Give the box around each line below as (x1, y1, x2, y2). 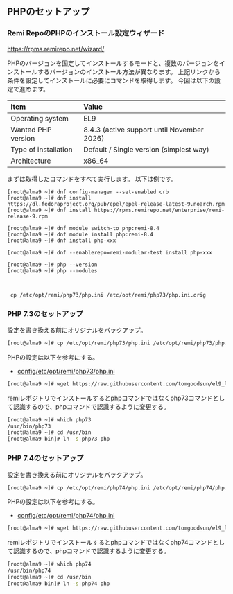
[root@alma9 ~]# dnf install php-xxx (7, 237, 116, 244)
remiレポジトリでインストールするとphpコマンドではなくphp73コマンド (7, 394, 213, 402)
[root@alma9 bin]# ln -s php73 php (7, 435, 110, 443)
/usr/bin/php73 (7, 423, 51, 430)
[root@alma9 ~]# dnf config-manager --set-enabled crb (7, 189, 169, 195)
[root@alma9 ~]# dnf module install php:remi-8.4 (7, 231, 154, 238)
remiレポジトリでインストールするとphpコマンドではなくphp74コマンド (7, 539, 213, 547)
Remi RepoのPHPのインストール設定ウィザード (7, 28, 165, 38)
